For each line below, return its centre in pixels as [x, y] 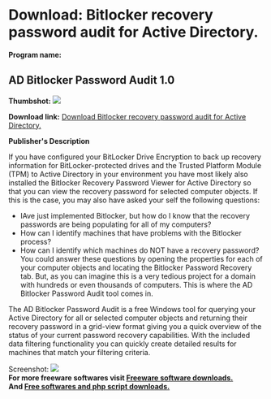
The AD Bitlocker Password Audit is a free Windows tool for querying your [132, 309]
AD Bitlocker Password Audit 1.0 [92, 80]
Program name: [35, 54]
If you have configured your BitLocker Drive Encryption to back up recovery [135, 157]
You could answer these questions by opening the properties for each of [142, 258]
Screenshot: [29, 369]
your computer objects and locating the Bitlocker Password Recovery [136, 267]
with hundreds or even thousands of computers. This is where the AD [136, 284]
